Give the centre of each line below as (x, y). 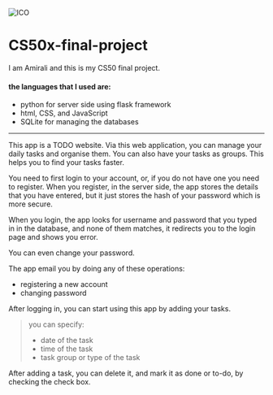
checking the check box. (50, 382)
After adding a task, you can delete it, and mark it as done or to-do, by (126, 373)
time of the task (67, 349)
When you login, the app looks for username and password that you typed (133, 220)
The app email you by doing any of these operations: (97, 269)
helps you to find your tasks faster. (66, 163)
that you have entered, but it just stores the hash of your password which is (134, 196)
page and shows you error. (54, 237)
